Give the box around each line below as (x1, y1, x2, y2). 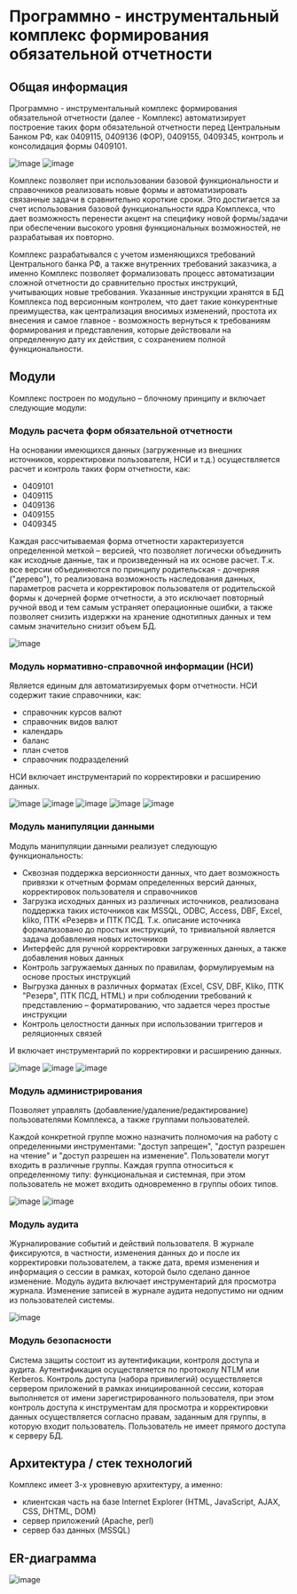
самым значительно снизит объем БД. (9, 621, 157, 632)
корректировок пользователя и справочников (21, 886, 198, 897)
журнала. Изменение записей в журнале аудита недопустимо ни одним (9, 1286, 284, 1296)
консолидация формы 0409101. (9, 140, 128, 151)
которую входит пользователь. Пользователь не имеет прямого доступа (9, 1421, 286, 1431)
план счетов (21, 745, 69, 756)
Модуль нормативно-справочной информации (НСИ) (9, 661, 254, 673)
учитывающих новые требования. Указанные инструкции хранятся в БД (9, 287, 285, 297)
